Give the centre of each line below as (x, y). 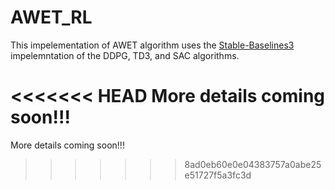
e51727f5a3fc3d (218, 175)
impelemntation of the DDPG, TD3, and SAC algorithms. (125, 55)
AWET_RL (51, 17)
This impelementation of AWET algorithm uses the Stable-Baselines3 (152, 45)
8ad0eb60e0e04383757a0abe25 (253, 164)
